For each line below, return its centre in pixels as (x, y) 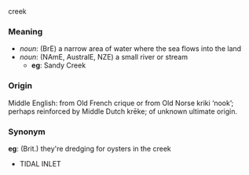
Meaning (26, 31)
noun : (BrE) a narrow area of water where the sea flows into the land (130, 49)
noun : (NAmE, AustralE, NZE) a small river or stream (104, 57)
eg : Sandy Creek (59, 65)
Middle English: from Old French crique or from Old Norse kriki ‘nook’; (121, 103)
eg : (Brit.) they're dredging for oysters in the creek (90, 148)
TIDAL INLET (40, 163)
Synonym (27, 131)
